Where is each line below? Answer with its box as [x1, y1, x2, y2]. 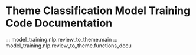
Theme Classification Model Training [5, 4, 191, 18]
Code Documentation [5, 16, 113, 30]
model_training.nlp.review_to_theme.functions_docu [5, 42, 132, 49]
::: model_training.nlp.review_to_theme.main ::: [5, 36, 118, 43]
